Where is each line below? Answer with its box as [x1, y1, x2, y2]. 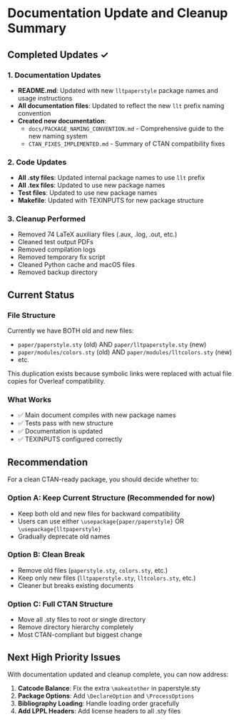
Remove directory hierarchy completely [17, 623, 134, 631]
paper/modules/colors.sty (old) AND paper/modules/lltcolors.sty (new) [17, 348, 233, 356]
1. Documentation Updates [7, 70, 101, 80]
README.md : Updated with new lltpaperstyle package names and [17, 86, 219, 94]
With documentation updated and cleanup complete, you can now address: [7, 670, 229, 678]
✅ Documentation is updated [17, 427, 103, 436]
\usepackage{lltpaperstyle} [17, 526, 101, 533]
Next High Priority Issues [7, 651, 121, 663]
